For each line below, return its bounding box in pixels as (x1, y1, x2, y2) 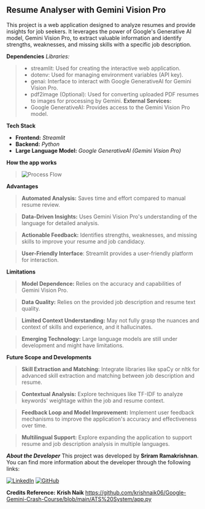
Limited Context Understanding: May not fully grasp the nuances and (21, 316, 199, 324)
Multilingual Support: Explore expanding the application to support (21, 434, 192, 441)
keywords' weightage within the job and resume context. (21, 397, 165, 404)
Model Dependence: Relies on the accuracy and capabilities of (21, 280, 182, 287)
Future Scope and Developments (6, 353, 92, 361)
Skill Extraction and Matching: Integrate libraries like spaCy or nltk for (21, 365, 200, 373)
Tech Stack (6, 122, 36, 129)
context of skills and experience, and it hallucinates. (21, 323, 153, 331)
